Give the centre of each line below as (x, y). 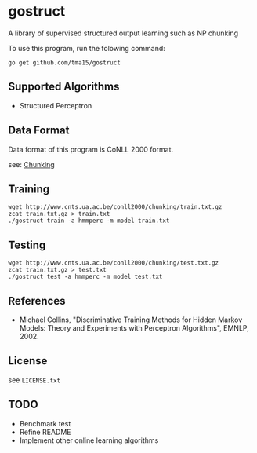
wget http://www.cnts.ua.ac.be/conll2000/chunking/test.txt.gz (114, 263)
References (37, 301)
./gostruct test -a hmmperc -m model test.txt (85, 277)
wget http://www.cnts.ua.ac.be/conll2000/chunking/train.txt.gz (115, 207)
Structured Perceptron (56, 105)
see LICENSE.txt (34, 380)
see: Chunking (31, 164)
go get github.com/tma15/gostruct (65, 62)
